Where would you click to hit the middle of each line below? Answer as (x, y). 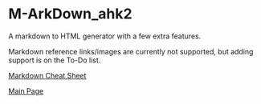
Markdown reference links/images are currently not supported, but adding (131, 51)
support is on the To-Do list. (55, 60)
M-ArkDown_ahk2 (70, 14)
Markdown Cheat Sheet (47, 75)
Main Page (26, 91)
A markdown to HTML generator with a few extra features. (105, 36)
